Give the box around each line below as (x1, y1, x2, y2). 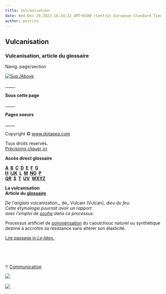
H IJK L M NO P (5, 170, 42, 176)
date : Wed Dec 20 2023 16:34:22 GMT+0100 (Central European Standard (5, 13, 152, 18)
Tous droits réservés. (5, 140, 48, 146)
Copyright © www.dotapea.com (5, 131, 70, 137)
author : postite (5, 18, 39, 23)
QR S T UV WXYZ (5, 176, 46, 181)
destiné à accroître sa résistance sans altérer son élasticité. (5, 226, 126, 232)
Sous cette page (5, 92, 40, 99)
